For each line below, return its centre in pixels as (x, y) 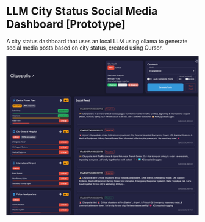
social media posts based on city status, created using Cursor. (85, 48)
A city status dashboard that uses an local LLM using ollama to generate (97, 41)
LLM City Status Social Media (82, 11)
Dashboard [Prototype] (66, 24)
